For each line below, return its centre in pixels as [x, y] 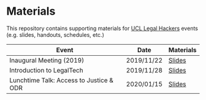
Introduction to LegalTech [47, 70]
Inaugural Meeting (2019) [47, 60]
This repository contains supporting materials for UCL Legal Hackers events [102, 28]
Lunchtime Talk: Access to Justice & [61, 80]
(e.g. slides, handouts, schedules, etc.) [55, 34]
